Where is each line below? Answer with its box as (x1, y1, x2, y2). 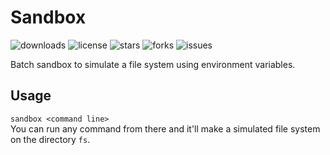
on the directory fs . (10, 133, 91, 145)
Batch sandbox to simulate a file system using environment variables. (10, 58, 296, 70)
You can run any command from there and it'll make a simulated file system (10, 122, 321, 135)
